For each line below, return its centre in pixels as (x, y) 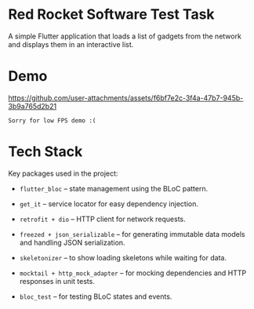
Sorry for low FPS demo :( (52, 120)
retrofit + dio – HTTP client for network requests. (102, 219)
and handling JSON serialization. (72, 242)
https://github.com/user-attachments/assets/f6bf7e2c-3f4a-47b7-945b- (126, 98)
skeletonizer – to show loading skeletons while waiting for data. (123, 257)
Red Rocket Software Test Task (111, 15)
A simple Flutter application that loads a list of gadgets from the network (125, 36)
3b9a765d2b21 (33, 106)
